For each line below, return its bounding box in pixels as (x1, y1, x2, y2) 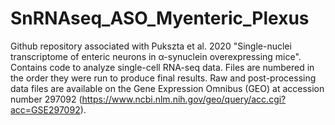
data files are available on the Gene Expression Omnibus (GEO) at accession (10, 82, 325, 94)
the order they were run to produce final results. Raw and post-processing (10, 72, 317, 84)
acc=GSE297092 (10, 103, 81, 116)
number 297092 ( (10, 93, 83, 105)
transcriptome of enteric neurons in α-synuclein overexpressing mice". (10, 50, 302, 62)
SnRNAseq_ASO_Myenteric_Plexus (10, 7, 310, 30)
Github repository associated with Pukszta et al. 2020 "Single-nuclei (10, 40, 292, 52)
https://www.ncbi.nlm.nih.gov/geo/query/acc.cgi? (81, 93, 287, 105)
